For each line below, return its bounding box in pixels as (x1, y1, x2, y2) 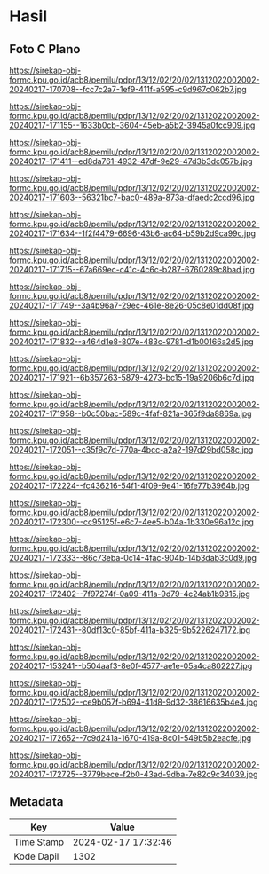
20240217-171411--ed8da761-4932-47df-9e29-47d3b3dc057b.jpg (9, 156, 253, 166)
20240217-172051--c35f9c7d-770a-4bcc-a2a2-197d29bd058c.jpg (9, 445, 254, 454)
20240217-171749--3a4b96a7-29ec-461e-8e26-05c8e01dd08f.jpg (9, 300, 255, 311)
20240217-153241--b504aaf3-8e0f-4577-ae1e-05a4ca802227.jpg (9, 661, 253, 671)
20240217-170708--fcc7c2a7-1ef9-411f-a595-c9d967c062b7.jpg (9, 84, 247, 94)
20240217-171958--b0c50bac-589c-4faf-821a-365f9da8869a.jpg (9, 408, 252, 419)
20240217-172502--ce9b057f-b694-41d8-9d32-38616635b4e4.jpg (9, 697, 258, 707)
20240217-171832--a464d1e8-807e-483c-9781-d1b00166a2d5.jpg (9, 336, 255, 347)
